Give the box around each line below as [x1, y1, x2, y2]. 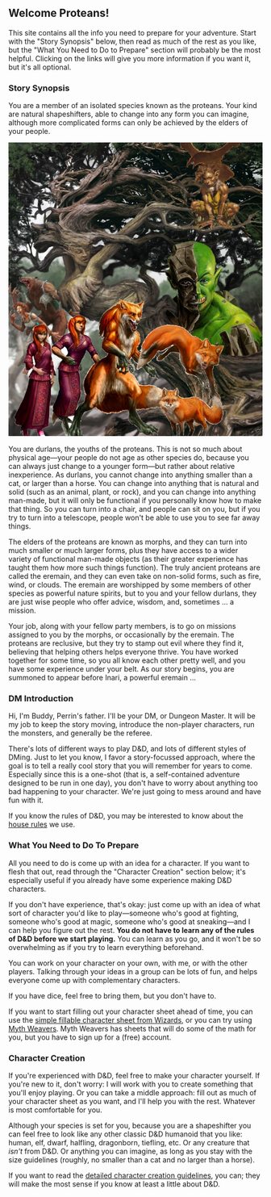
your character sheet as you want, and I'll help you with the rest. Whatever [8, 1097, 256, 1107]
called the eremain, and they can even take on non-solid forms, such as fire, [8, 571, 261, 581]
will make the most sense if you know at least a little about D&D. [8, 1179, 220, 1189]
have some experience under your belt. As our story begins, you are [8, 664, 236, 674]
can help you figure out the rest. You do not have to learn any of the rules [8, 925, 255, 935]
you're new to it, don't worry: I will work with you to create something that [8, 1079, 254, 1089]
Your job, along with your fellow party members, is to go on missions [8, 622, 236, 631]
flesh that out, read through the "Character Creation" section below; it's [8, 867, 246, 877]
